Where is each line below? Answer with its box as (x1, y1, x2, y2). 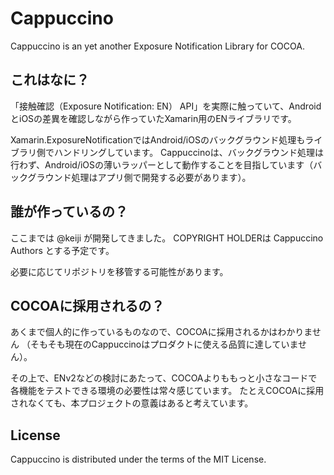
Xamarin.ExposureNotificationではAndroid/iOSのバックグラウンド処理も (10, 133, 306, 146)
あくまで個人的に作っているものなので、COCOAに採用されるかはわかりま (10, 326, 313, 338)
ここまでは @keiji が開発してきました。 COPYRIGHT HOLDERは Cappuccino (10, 232, 324, 244)
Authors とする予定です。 (10, 244, 115, 256)
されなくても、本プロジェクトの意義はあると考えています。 (10, 397, 254, 409)
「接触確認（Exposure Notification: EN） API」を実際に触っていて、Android (10, 100, 322, 112)
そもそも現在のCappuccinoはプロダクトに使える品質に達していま (29, 338, 298, 351)
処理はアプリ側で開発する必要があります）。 (71, 171, 252, 183)
